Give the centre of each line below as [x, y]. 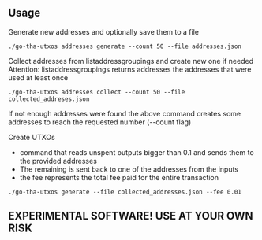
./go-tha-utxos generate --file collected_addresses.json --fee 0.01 [125, 192]
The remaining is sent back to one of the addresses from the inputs [129, 169]
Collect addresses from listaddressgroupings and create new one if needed [131, 61]
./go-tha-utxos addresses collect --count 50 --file [97, 92]
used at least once [38, 77]
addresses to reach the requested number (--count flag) [100, 122]
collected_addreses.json [49, 99]
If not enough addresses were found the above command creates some [125, 113]
